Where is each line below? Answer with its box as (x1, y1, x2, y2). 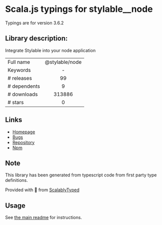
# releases (7, 74, 32, 81)
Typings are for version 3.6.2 (5, 20, 64, 26)
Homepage (12, 129, 36, 135)
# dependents (7, 83, 41, 90)
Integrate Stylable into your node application (5, 47, 96, 53)
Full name (7, 58, 31, 65)
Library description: (5, 34, 68, 43)
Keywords (7, 66, 31, 73)
